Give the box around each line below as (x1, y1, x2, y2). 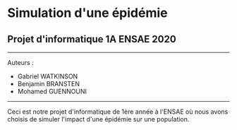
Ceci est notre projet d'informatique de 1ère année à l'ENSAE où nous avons (7, 107, 229, 116)
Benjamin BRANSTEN (17, 80, 80, 88)
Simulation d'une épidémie (7, 5, 168, 21)
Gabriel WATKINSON (17, 72, 78, 81)
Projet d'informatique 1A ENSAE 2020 (7, 33, 176, 45)
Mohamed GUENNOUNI (17, 87, 87, 95)
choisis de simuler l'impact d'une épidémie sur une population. (7, 115, 190, 123)
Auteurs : (7, 59, 34, 66)
